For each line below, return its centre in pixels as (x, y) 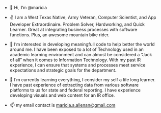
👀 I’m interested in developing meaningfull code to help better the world (82, 44)
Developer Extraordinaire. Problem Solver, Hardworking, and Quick (77, 24)
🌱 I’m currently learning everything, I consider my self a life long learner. (83, 80)
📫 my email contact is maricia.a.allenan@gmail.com (63, 105)
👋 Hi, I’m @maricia (28, 8)
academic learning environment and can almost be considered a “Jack (81, 55)
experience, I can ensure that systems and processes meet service (78, 65)
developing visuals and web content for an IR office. (62, 95)
